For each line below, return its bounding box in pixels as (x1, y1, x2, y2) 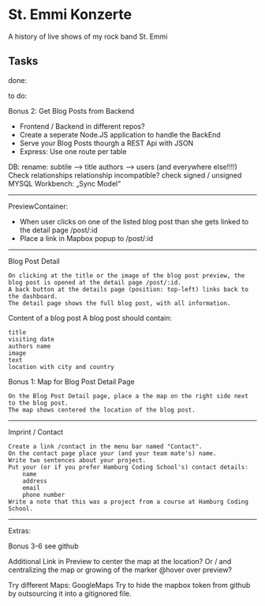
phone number (22, 491, 65, 499)
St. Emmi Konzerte (8, 6, 132, 24)
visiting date (8, 335, 55, 343)
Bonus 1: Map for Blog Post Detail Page (8, 377, 136, 386)
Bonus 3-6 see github (8, 541, 79, 551)
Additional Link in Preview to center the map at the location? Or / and (8, 556, 232, 566)
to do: (8, 91, 28, 100)
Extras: (8, 525, 32, 535)
